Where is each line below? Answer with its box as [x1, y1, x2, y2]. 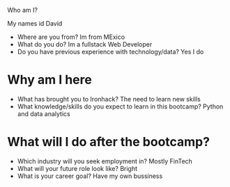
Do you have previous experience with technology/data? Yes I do [17, 48, 204, 56]
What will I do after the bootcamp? [7, 134, 210, 150]
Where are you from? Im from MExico [17, 33, 125, 41]
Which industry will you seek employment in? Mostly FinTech [17, 156, 193, 165]
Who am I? [7, 6, 38, 14]
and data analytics [17, 109, 71, 117]
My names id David [7, 19, 63, 27]
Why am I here [7, 72, 92, 88]
